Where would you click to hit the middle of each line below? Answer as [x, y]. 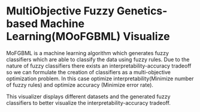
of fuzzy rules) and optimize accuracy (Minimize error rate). [80, 84]
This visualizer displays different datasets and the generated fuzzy [88, 96]
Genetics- [142, 11]
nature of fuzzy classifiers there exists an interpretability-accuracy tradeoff [99, 66]
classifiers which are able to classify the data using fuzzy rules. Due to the [98, 59]
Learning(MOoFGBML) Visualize [88, 37]
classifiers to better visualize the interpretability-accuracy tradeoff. [88, 102]
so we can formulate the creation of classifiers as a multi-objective [88, 72]
